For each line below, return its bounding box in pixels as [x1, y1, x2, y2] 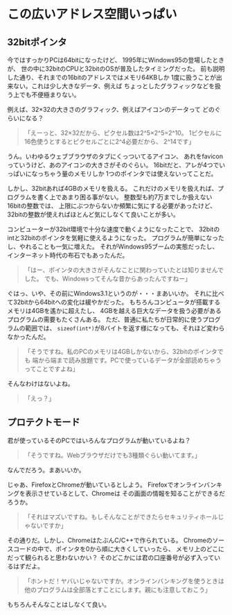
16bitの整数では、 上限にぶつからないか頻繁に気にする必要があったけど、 [7, 202, 217, 210]
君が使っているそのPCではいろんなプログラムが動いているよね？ [7, 436, 191, 444]
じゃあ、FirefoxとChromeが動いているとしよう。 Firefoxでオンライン [7, 480, 204, 489]
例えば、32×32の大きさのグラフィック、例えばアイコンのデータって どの [7, 106, 215, 113]
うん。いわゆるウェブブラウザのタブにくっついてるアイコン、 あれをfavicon [7, 152, 224, 160]
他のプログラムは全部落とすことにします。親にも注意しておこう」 [24, 585, 211, 593]
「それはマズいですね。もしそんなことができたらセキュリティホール [24, 512, 218, 521]
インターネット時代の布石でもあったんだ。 [7, 251, 129, 259]
